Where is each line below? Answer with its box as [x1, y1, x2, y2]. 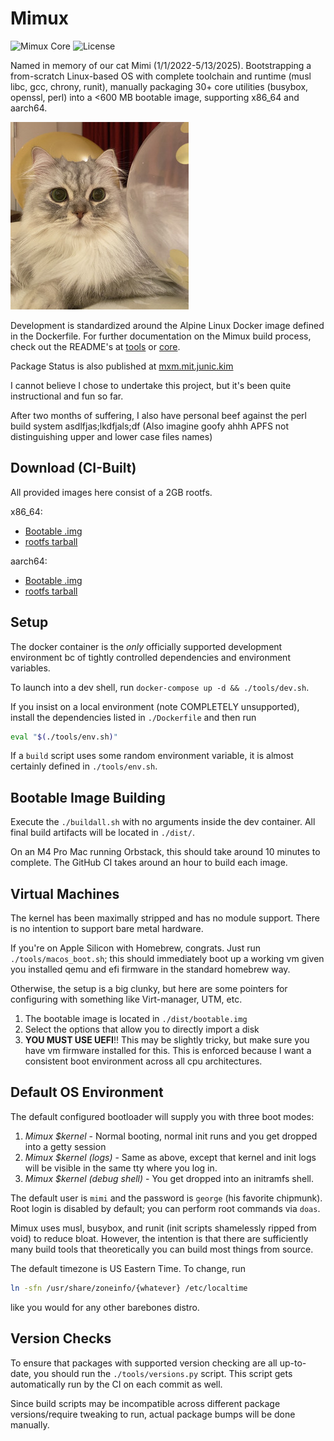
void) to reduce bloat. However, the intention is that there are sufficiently [10, 1232, 309, 1244]
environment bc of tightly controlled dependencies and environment [10, 651, 291, 663]
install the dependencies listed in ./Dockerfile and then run [10, 711, 257, 723]
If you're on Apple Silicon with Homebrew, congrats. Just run [10, 942, 262, 954]
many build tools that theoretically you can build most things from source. [10, 1243, 314, 1255]
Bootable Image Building [10, 789, 166, 806]
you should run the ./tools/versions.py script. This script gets [33, 1367, 293, 1379]
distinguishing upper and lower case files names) [10, 430, 213, 442]
